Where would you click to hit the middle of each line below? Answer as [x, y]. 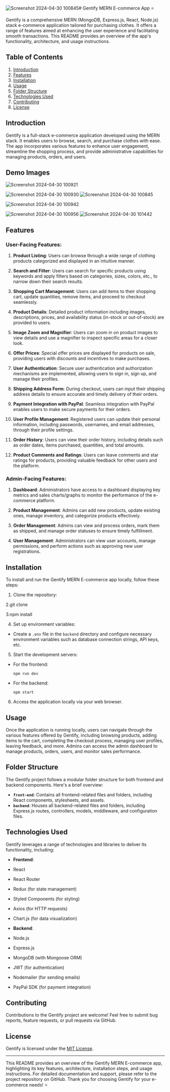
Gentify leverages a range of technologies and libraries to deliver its [76, 844]
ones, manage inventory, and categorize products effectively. [77, 516]
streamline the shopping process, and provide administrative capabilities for [84, 151]
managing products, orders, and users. [46, 156]
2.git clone [17, 604]
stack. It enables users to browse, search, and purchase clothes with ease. [83, 140]
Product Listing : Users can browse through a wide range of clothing [84, 256]
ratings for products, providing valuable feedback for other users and [85, 460]
